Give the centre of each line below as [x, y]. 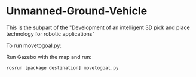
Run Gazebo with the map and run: [49, 57]
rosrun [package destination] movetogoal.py [62, 68]
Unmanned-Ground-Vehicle [77, 11]
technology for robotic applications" [50, 33]
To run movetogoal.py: [34, 45]
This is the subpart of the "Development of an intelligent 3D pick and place [98, 27]
